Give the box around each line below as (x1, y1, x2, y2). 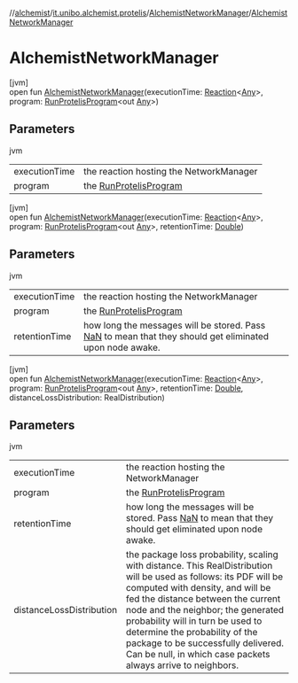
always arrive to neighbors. (125, 659, 239, 671)
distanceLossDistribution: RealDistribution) (9, 392, 166, 402)
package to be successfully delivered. (125, 637, 285, 649)
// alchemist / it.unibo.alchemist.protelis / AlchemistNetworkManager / (9, 8, 252, 18)
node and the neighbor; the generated (125, 604, 285, 617)
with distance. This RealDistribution (125, 560, 273, 572)
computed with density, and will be (125, 582, 271, 594)
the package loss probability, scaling (125, 548, 279, 561)
